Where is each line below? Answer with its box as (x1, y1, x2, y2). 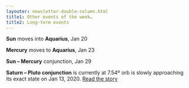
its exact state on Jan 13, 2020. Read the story (6, 75, 118, 82)
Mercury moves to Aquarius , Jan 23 (6, 47, 95, 54)
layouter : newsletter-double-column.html (6, 8, 109, 15)
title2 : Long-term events (6, 19, 69, 25)
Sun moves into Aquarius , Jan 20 (6, 36, 88, 43)
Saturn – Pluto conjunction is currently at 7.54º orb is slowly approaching (6, 69, 184, 76)
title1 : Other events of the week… (6, 14, 93, 20)
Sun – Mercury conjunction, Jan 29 (6, 58, 92, 65)
